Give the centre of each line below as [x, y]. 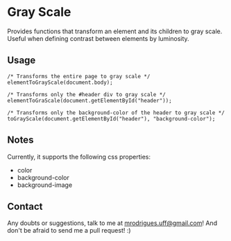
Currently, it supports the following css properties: [79, 157]
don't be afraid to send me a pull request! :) [69, 231]
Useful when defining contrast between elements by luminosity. [98, 38]
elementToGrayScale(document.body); [60, 82]
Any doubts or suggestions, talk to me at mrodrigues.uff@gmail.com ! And [112, 223]
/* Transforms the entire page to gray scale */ [79, 76]
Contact [25, 206]
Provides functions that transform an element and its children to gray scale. [115, 31]
